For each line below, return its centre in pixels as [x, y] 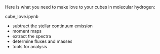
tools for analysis [30, 46]
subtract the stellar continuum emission [52, 26]
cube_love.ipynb [22, 16]
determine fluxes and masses [42, 41]
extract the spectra [32, 36]
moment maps [27, 31]
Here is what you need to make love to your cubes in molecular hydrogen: [80, 7]
